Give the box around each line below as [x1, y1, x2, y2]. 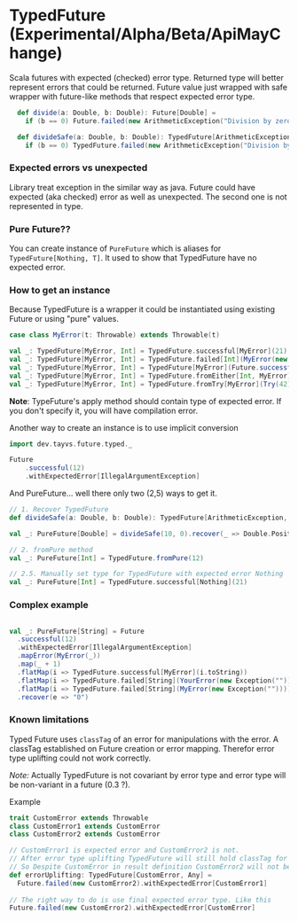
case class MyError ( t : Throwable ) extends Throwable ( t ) [9, 331, 220, 340]
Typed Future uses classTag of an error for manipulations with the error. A [9, 733, 279, 745]
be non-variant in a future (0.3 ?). [9, 779, 131, 790]
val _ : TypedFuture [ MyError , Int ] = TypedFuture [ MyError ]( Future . [9, 363, 260, 372]
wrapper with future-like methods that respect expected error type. [9, 90, 255, 102]
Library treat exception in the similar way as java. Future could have [9, 182, 255, 192]
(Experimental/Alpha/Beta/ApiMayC [9, 24, 281, 44]
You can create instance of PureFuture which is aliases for [9, 243, 222, 254]
